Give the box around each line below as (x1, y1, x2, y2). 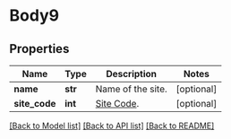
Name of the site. (95, 83, 167, 95)
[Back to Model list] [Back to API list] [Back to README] (9, 120, 215, 131)
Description (106, 68, 158, 80)
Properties (9, 41, 70, 56)
